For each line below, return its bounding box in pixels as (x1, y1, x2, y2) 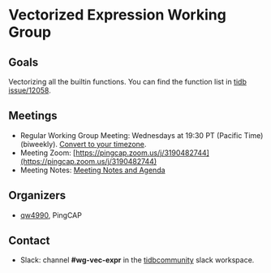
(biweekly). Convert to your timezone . (19, 139, 147, 149)
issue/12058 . (8, 85, 51, 95)
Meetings (8, 109, 58, 123)
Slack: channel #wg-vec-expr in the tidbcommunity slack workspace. (19, 255, 255, 265)
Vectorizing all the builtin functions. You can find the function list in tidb (8, 77, 247, 86)
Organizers (8, 188, 67, 202)
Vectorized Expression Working (8, 6, 227, 24)
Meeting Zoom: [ (19, 148, 76, 158)
